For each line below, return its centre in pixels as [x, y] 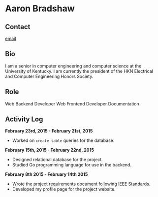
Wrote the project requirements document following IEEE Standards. [81, 184]
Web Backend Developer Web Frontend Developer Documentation [72, 103]
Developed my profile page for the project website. [64, 189]
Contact [18, 27]
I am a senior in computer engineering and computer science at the [73, 66]
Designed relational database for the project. [58, 160]
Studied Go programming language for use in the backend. [72, 165]
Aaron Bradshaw [40, 9]
